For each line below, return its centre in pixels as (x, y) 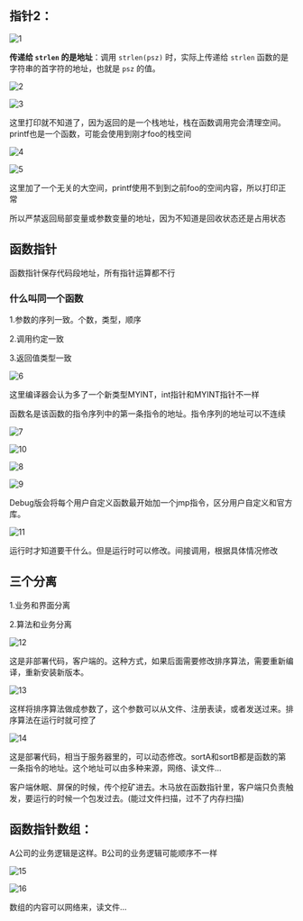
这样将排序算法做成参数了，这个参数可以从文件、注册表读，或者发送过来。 (147, 708)
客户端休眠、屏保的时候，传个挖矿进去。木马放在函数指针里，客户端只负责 (147, 787)
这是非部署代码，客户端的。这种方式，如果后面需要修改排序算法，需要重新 (147, 661)
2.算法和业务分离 (41, 624)
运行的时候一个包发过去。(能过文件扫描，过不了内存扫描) (139, 798)
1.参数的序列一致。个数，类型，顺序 (75, 319)
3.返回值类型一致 (41, 358)
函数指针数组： (51, 830)
